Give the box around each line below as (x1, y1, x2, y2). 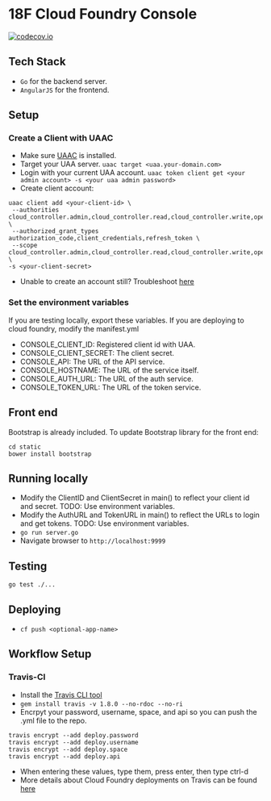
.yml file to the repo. (19, 715, 87, 725)
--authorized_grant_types (11, 227, 99, 236)
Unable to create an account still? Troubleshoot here (19, 277, 195, 286)
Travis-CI (8, 671, 46, 682)
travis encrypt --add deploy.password (8, 731, 139, 739)
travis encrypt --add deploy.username (8, 738, 139, 746)
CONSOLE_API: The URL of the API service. (19, 357, 165, 366)
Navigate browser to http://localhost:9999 (19, 536, 166, 545)
